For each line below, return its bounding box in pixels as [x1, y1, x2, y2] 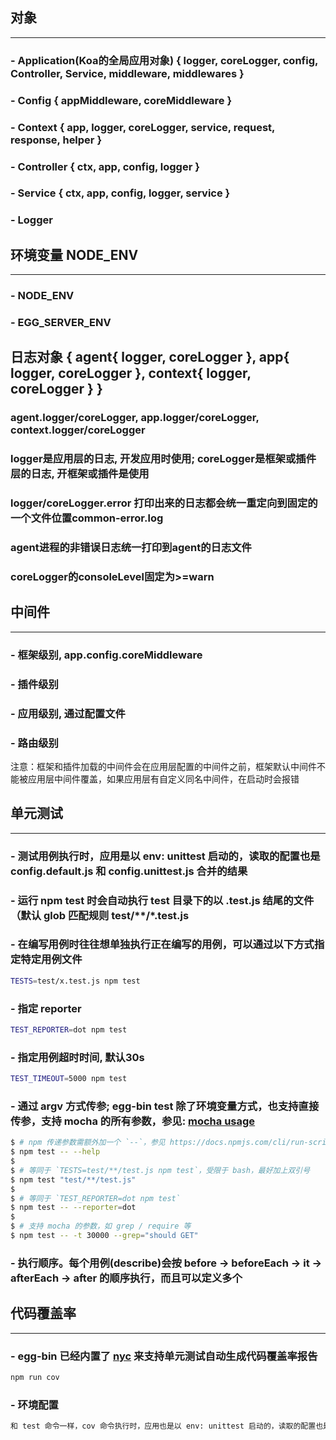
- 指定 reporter [10, 1001, 82, 1015]
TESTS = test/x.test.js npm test [10, 976, 141, 986]
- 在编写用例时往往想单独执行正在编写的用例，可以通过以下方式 [10, 938, 315, 952]
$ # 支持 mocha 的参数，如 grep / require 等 [10, 1221, 192, 1232]
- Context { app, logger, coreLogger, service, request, [10, 120, 276, 134]
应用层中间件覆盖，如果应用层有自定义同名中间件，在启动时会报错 [27, 773, 300, 785]
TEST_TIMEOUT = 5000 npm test [10, 1074, 128, 1084]
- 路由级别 [10, 736, 59, 750]
